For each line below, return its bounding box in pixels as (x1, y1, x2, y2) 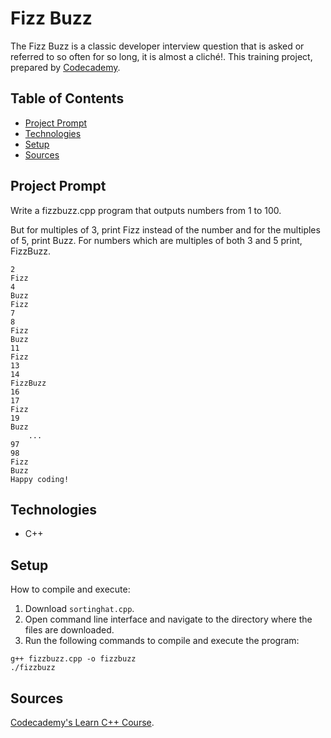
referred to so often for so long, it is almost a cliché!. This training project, (10, 50, 313, 62)
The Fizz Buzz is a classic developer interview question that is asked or (10, 40, 305, 52)
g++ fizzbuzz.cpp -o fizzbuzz (10, 654, 137, 664)
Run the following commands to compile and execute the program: (24, 635, 300, 647)
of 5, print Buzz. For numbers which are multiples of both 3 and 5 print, (10, 234, 303, 246)
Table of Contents (10, 90, 125, 107)
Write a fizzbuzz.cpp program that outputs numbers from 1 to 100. (10, 204, 282, 216)
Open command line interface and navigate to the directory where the (24, 613, 313, 626)
